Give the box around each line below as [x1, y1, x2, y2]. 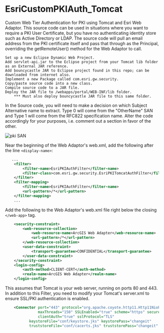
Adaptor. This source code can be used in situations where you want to [5, 25, 148, 30]
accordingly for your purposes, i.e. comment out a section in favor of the [5, 118, 151, 124]
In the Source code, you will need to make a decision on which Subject [5, 102, 147, 108]
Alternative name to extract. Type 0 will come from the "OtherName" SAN [5, 107, 153, 113]
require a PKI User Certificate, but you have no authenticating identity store [5, 30, 157, 36]
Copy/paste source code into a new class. [5, 81, 93, 86]
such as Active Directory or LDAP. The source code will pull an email [5, 35, 143, 41]
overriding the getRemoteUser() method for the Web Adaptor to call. [5, 46, 143, 51]
